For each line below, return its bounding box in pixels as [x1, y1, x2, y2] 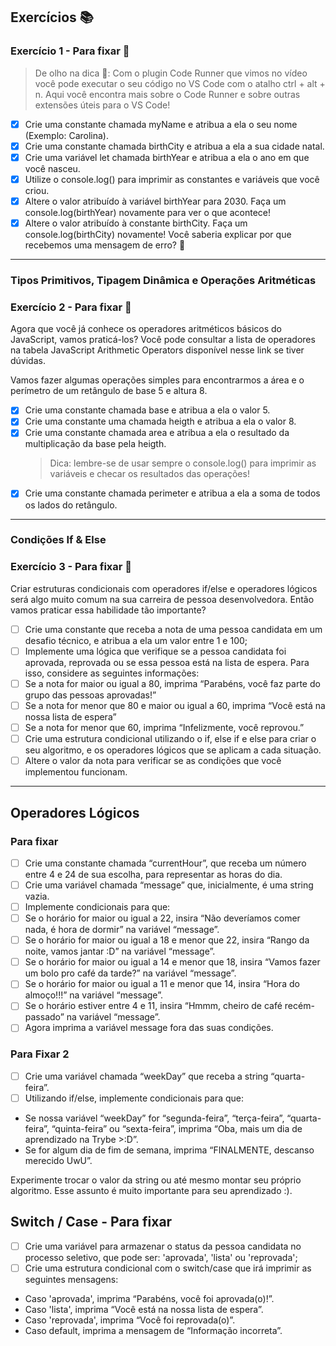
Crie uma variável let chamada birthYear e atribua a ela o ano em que [24, 151, 310, 163]
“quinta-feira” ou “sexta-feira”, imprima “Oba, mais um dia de [51, 1122, 303, 1134]
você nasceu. [24, 162, 81, 174]
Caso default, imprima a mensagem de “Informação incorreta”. [24, 1324, 283, 1336]
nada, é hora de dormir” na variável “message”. [24, 924, 220, 936]
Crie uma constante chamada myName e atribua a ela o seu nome [24, 118, 298, 130]
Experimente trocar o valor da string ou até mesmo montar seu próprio [10, 1174, 302, 1186]
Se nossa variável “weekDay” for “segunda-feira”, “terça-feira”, [24, 1112, 285, 1124]
